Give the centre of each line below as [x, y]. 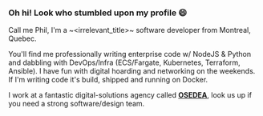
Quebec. [22, 38]
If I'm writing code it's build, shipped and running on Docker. [108, 80]
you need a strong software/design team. [77, 104]
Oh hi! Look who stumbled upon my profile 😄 [98, 13]
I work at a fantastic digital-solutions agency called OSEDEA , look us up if [130, 95]
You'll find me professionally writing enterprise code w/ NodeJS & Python [130, 54]
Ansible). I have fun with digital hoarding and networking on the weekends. [132, 71]
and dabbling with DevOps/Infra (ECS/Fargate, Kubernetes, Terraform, [124, 62]
